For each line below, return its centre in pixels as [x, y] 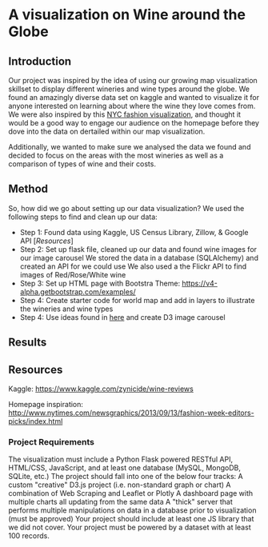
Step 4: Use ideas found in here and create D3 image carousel [122, 317]
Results [28, 343]
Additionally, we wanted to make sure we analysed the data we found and [130, 147]
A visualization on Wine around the [127, 15]
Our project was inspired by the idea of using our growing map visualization [133, 80]
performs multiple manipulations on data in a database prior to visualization [132, 510]
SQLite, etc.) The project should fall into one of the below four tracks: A [126, 477]
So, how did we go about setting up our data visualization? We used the [126, 208]
